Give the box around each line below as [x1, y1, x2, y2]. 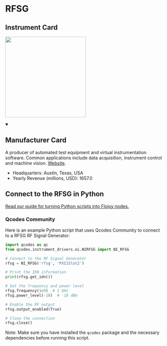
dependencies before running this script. [5, 335, 90, 341]
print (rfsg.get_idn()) [5, 274, 53, 280]
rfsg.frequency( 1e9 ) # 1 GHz [5, 288, 69, 294]
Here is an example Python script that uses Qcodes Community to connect [5, 227, 160, 233]
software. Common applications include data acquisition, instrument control [5, 155, 162, 161]
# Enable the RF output [5, 302, 55, 307]
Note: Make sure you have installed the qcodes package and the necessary [5, 329, 159, 335]
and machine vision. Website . [5, 160, 66, 166]
